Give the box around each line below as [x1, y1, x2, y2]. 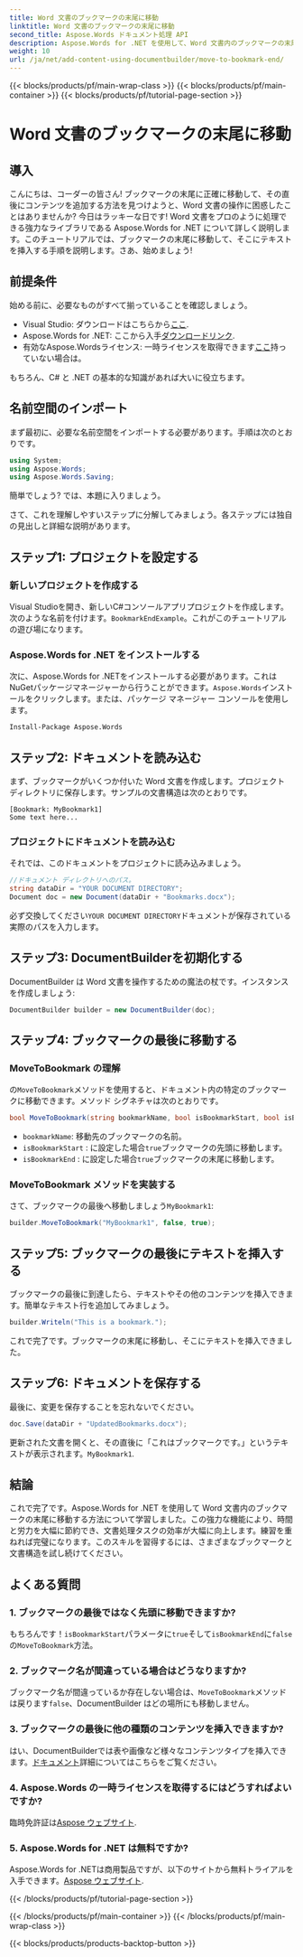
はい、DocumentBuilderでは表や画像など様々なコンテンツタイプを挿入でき [9, 1745, 288, 1756]
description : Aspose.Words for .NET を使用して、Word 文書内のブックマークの [9, 38, 285, 48]
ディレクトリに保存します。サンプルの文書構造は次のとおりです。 [9, 787, 252, 798]
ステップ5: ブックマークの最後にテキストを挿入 [9, 1246, 272, 1261]
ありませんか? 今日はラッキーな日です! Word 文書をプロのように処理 [24, 211, 280, 221]
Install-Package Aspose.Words [9, 723, 124, 732]
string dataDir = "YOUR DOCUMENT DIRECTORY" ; [9, 885, 183, 894]
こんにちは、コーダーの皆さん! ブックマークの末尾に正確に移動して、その [9, 189, 282, 199]
